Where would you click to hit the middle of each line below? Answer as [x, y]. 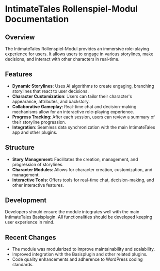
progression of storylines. [38, 164]
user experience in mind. [30, 222]
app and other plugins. [34, 132]
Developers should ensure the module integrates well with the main [72, 212]
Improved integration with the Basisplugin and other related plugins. [80, 254]
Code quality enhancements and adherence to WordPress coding [77, 259]
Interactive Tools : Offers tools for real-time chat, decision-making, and [83, 180]
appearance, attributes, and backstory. [51, 101]
